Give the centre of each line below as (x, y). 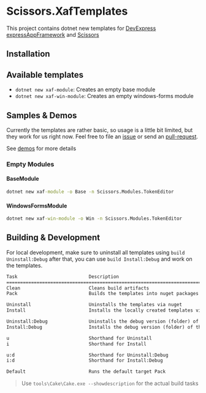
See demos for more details (41, 148)
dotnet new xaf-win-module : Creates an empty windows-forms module (105, 96)
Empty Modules (30, 164)
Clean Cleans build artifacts (78, 288)
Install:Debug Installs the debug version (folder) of (100, 327)
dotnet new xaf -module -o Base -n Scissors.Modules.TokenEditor (90, 192)
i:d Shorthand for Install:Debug (85, 361)
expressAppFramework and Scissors (53, 34)
